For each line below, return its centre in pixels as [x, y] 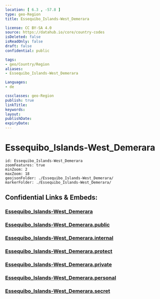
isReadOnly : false [24, 42]
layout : [13, 114]
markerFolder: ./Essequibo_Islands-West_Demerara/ [58, 182]
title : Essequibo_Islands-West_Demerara [47, 19]
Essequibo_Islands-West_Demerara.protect [59, 251]
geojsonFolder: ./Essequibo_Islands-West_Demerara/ [59, 178]
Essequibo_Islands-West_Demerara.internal [59, 238]
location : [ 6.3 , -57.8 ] [33, 10]
